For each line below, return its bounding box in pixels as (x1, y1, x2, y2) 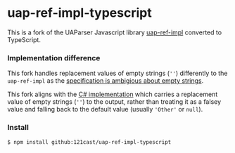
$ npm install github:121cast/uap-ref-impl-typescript (7, 138, 172, 145)
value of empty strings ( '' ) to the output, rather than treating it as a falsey (7, 98, 222, 106)
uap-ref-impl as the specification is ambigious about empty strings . (7, 76, 204, 85)
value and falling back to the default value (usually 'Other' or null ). (7, 105, 203, 114)
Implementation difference (7, 53, 101, 62)
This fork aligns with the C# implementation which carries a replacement (7, 90, 218, 99)
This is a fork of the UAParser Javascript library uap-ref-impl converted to (7, 28, 222, 36)
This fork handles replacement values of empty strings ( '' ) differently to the (7, 69, 228, 78)
